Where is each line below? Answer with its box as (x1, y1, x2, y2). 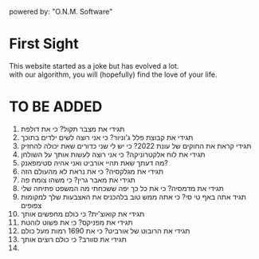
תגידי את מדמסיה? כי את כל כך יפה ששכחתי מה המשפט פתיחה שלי (20, 183, 224, 193)
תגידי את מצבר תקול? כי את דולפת (20, 124, 125, 133)
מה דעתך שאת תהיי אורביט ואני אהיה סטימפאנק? (20, 157, 168, 167)
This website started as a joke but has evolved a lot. (9, 61, 179, 70)
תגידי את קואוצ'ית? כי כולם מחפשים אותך (20, 209, 145, 218)
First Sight (9, 35, 79, 53)
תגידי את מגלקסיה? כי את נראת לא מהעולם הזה (20, 166, 164, 176)
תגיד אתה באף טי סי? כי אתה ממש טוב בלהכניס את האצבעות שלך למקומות (20, 192, 246, 201)
